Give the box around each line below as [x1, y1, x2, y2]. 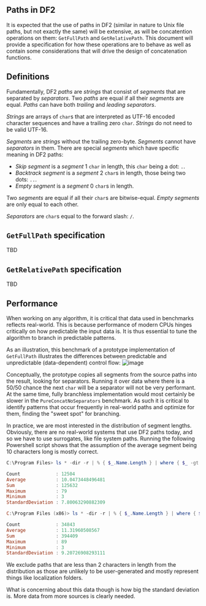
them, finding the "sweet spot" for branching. [6, 410, 121, 418]
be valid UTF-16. [6, 126, 48, 133]
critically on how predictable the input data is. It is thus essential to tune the [6, 328, 197, 335]
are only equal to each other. [6, 201, 79, 208]
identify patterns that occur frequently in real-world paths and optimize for [6, 404, 195, 411]
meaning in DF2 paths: [6, 150, 64, 158]
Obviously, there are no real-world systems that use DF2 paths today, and [6, 429, 193, 436]
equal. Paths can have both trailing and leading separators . [6, 101, 156, 108]
